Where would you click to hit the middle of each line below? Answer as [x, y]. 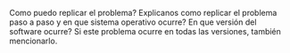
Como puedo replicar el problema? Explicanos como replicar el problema [143, 13]
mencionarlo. [33, 41]
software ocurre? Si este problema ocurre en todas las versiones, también [145, 31]
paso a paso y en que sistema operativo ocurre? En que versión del [133, 22]
